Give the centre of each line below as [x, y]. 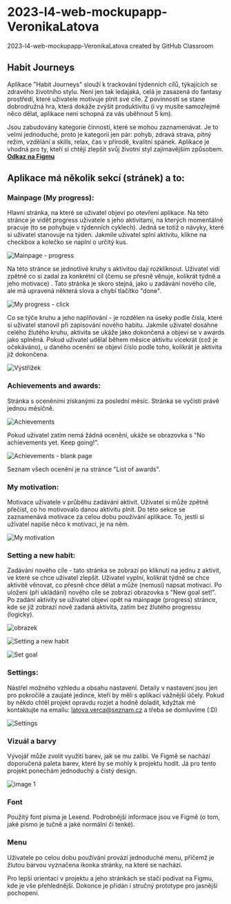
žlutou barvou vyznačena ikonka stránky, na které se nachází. [95, 865]
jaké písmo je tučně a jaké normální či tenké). [71, 825]
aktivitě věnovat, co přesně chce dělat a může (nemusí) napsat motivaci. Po [114, 585]
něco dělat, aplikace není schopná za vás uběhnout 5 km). [90, 113]
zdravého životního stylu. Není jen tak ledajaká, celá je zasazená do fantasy [114, 91]
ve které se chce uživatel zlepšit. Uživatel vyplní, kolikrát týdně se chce [108, 578]
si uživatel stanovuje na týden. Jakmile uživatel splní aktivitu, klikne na [107, 235]
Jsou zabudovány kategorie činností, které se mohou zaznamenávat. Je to [113, 127]
